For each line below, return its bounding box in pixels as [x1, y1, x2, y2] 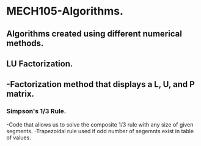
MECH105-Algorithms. [6, 4, 124, 18]
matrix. [6, 89, 35, 99]
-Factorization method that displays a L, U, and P [6, 79, 196, 89]
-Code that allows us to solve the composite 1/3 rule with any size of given [6, 120, 194, 128]
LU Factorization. [6, 58, 73, 69]
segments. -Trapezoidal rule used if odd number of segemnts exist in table [6, 127, 194, 134]
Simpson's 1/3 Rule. [6, 107, 67, 116]
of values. [6, 134, 32, 141]
